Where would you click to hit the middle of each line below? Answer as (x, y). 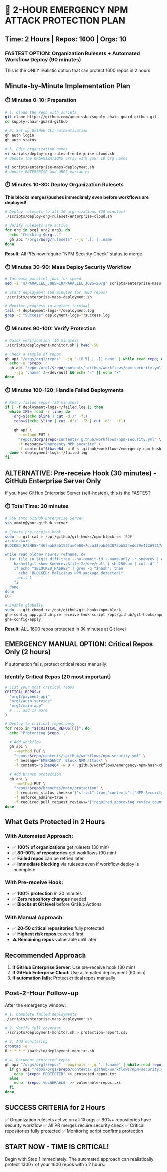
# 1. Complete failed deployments (41, 1014)
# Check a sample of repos (33, 354)
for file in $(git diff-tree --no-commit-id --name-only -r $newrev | (84, 559)
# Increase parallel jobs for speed (43, 279)
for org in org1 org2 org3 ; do (38, 230)
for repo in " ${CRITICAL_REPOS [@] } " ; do (48, 728)
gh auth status (21, 140)
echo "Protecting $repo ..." (39, 733)
